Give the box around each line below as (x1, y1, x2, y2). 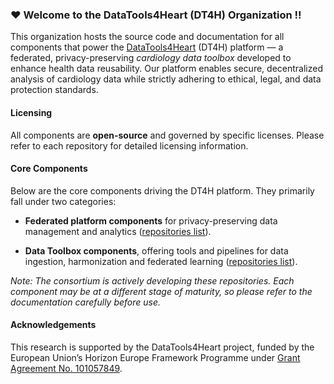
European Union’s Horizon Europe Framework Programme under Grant (10, 351, 301, 363)
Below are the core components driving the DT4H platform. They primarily (10, 184, 315, 197)
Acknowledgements (10, 319, 97, 331)
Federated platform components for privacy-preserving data (24, 214, 278, 227)
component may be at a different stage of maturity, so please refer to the (10, 285, 313, 297)
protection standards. (10, 84, 99, 96)
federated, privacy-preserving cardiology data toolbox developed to (10, 52, 292, 64)
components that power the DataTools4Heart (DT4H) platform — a (10, 41, 284, 53)
